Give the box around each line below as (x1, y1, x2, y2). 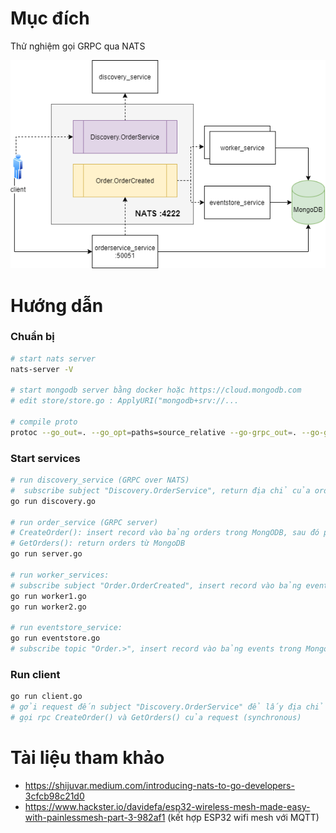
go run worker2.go (10, 602, 87, 612)
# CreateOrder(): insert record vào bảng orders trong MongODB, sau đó (10, 528, 320, 538)
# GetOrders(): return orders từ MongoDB (10, 538, 186, 549)
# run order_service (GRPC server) (10, 517, 159, 527)
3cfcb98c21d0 (24, 790, 85, 802)
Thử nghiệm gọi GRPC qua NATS (10, 40, 146, 52)
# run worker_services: (10, 570, 110, 580)
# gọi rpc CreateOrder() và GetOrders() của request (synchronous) (10, 713, 302, 723)
